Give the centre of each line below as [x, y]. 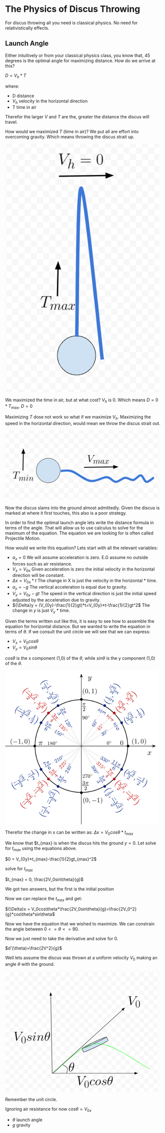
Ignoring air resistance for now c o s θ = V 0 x [49, 1109]
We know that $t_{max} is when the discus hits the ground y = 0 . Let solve [81, 843]
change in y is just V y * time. [41, 611]
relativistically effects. [27, 28]
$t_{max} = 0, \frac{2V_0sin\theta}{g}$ [44, 879]
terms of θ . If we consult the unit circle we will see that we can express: [78, 632]
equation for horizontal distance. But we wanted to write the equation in [78, 626]
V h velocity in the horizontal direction [50, 101]
